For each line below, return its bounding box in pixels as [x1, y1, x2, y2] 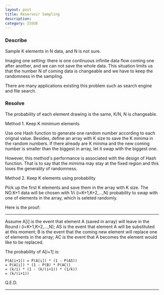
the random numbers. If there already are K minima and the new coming [5, 140, 150, 146]
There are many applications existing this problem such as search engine [5, 83, 152, 89]
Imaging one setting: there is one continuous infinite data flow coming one [5, 57, 155, 64]
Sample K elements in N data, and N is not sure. [5, 48, 101, 54]
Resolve [5, 100, 25, 107]
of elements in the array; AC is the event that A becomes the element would [5, 234, 157, 240]
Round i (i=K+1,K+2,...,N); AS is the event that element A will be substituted [5, 224, 155, 229]
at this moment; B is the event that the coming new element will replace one [5, 228, 158, 235]
